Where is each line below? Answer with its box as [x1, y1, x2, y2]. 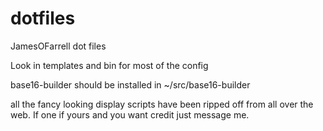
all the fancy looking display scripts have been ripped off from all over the [10, 98, 314, 110]
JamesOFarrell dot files [10, 40, 107, 52]
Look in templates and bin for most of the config [10, 59, 209, 71]
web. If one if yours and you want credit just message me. [10, 108, 250, 121]
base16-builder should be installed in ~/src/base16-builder [10, 78, 251, 91]
